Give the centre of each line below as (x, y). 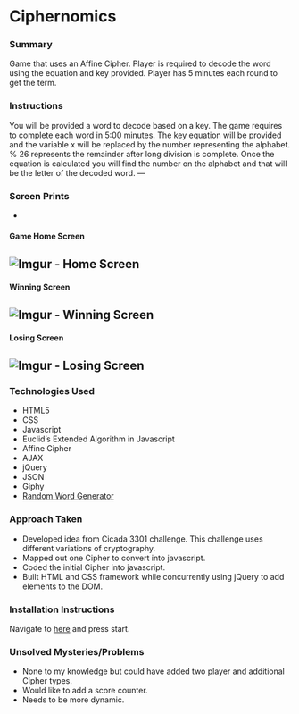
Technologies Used (52, 391)
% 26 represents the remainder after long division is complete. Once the (142, 154)
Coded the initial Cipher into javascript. (94, 567)
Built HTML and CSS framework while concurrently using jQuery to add (153, 576)
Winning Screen (40, 287)
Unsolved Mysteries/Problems (77, 651)
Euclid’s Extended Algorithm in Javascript (99, 439)
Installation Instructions (62, 609)
